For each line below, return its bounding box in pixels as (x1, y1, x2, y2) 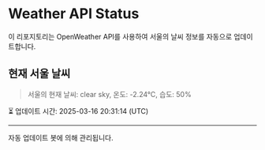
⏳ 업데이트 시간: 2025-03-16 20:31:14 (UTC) (8, 106, 149, 115)
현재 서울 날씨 (8, 67, 71, 81)
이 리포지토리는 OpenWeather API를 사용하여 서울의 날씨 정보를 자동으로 (8, 32, 233, 41)
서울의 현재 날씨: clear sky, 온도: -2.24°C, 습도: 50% (27, 89, 192, 99)
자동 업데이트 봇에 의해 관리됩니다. (8, 133, 114, 142)
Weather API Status (8, 5, 140, 23)
